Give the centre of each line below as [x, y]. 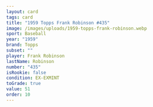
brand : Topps [22, 45]
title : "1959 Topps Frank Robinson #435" [58, 23]
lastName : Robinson [30, 61]
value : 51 [18, 89]
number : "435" [24, 67]
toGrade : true [24, 84]
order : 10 [18, 95]
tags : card [20, 17]
